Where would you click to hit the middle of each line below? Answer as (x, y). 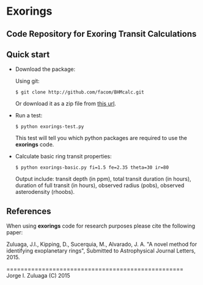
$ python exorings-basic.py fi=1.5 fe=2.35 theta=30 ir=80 (92, 168)
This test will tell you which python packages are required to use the (101, 138)
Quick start (28, 54)
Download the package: (45, 69)
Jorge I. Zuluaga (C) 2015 (38, 276)
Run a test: (29, 116)
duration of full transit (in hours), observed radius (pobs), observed (100, 185)
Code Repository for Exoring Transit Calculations (102, 34)
